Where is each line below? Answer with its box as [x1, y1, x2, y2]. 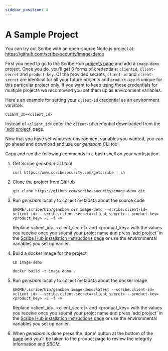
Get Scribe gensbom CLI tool [12, 160, 73, 166]
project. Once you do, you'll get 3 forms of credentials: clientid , [5, 66, 139, 72]
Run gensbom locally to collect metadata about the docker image [12, 277, 147, 283]
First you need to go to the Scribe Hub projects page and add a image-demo [5, 61, 159, 67]
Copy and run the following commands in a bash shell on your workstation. [5, 151, 160, 157]
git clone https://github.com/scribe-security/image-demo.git [12, 188, 145, 193]
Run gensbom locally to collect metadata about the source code [12, 197, 145, 203]
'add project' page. [5, 126, 45, 132]
